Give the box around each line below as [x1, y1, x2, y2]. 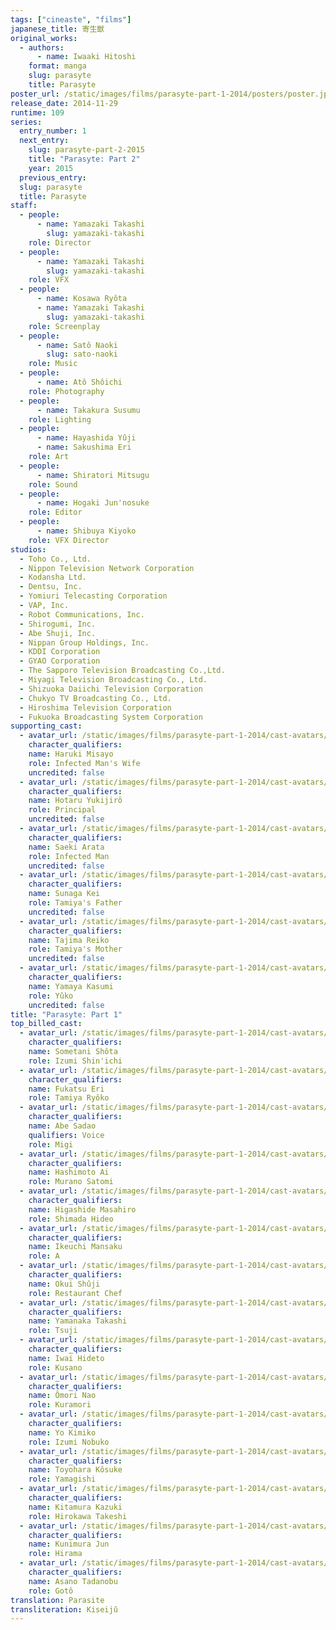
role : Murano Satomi [28, 1177, 114, 1187]
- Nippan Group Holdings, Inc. [19, 637, 150, 648]
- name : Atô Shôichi [36, 377, 123, 387]
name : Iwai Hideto [28, 1353, 105, 1363]
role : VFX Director [28, 535, 110, 545]
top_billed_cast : [10, 1019, 83, 1029]
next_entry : [19, 136, 70, 146]
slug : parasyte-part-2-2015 [28, 145, 145, 155]
